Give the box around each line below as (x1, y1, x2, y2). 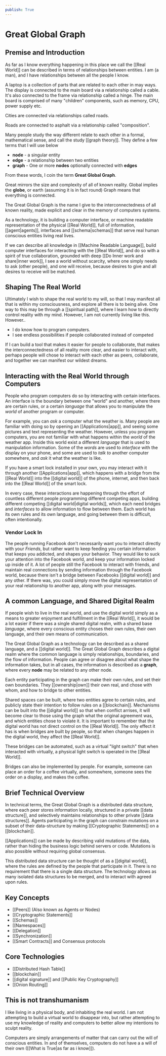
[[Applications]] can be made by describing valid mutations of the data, (5, 838, 150, 844)
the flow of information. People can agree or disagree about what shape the (5, 656, 160, 663)
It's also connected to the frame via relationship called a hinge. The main (5, 92, 153, 98)
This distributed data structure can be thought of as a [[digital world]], (5, 858, 148, 864)
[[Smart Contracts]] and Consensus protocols (12, 938, 106, 944)
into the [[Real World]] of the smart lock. (5, 481, 87, 487)
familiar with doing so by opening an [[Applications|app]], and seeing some (5, 423, 158, 429)
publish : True (5, 7, 35, 12)
